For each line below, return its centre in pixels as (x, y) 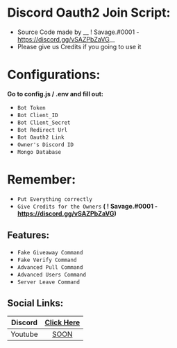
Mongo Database (39, 152)
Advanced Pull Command (50, 267)
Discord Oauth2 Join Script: (89, 13)
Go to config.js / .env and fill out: (56, 94)
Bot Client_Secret (44, 123)
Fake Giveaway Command (50, 252)
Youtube (24, 334)
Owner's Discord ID (45, 145)
